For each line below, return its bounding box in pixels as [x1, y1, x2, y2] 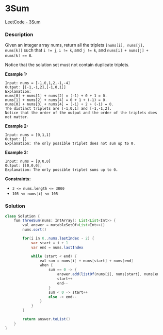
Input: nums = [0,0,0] [5, 159, 51, 164]
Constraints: [5, 176, 31, 182]
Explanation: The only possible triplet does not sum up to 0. [5, 141, 136, 146]
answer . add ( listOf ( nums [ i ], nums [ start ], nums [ [57, 272, 155, 277]
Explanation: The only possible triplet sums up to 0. [5, 167, 118, 172]
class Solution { [5, 214, 40, 218]
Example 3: [5, 150, 28, 155]
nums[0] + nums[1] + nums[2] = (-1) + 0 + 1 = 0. [5, 93, 108, 99]
